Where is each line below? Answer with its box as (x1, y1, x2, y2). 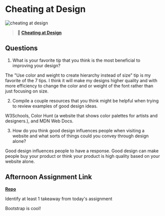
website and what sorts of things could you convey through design (12, 133, 149, 139)
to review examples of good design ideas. (12, 103, 98, 109)
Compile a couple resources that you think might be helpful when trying (12, 98, 159, 104)
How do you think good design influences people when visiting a (12, 127, 145, 133)
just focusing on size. (5, 88, 49, 94)
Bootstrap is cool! (5, 205, 41, 211)
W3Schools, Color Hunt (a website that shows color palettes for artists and (5, 112, 158, 118)
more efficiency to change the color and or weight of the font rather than (5, 83, 154, 89)
